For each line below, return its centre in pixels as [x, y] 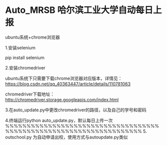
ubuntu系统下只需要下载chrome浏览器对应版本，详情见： [64, 78]
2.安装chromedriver [25, 68]
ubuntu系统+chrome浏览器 [33, 37]
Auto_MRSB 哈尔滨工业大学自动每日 [79, 10]
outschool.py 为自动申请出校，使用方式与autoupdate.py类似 [67, 137]
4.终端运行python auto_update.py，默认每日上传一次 [59, 120]
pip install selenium [25, 57]
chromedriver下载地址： [30, 94]
